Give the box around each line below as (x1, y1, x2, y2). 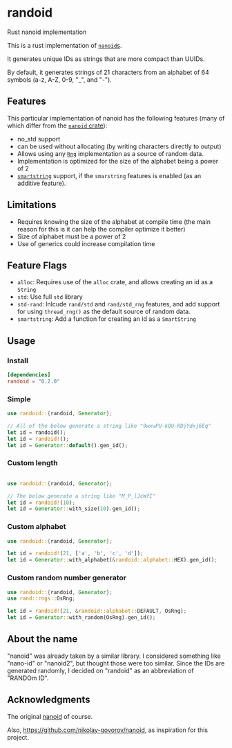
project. (7, 733, 30, 741)
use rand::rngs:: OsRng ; (7, 595, 76, 602)
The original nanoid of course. (7, 712, 93, 720)
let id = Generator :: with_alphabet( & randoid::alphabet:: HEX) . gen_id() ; (7, 557, 217, 564)
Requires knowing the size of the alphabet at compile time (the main (17, 217, 211, 226)
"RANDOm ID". (7, 674, 50, 682)
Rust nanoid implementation (7, 28, 87, 36)
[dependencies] (7, 372, 51, 379)
